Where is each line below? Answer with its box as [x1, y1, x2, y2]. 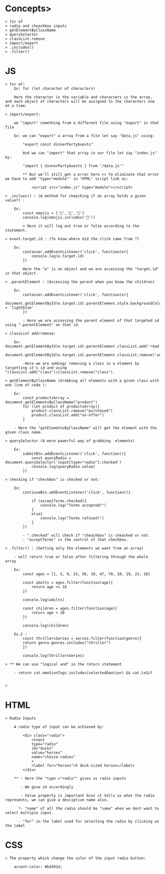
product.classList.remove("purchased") [31, 408, 113, 413]
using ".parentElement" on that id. [5, 322, 80, 327]
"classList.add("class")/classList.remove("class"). [5, 369, 115, 375]
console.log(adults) [23, 597, 65, 602]
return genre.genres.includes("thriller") [23, 640, 111, 645]
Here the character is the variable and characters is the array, [14, 94, 153, 100]
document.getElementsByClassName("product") [5, 400, 98, 405]
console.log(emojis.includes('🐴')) [23, 215, 96, 220]
